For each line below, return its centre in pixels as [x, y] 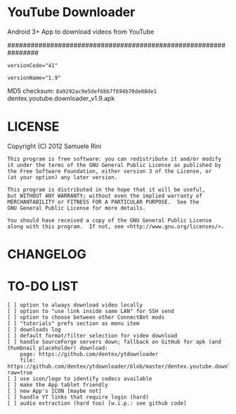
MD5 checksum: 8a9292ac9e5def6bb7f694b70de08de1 [82, 91]
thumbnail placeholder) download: [58, 348]
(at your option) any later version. [63, 177]
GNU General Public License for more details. [77, 208]
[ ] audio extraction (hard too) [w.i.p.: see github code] [97, 403]
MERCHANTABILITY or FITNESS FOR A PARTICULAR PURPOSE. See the [103, 202]
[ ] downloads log [34, 330]
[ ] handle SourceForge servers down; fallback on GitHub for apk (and [114, 342]
